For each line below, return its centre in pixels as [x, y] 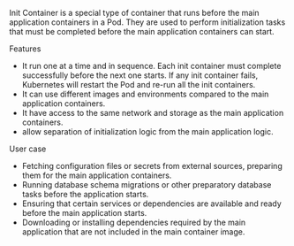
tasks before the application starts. [85, 194]
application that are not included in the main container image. [133, 232]
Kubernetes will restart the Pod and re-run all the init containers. [139, 85]
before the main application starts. [84, 213]
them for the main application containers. [97, 175]
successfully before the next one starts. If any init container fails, [140, 75]
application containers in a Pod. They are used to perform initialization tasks [147, 22]
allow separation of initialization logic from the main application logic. [147, 131]
